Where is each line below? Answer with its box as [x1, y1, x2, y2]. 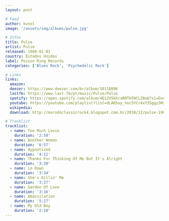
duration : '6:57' [14, 142, 51, 147]
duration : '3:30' [14, 161, 51, 167]
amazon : [10, 82, 26, 87]
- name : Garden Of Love [10, 185, 59, 190]
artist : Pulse [5, 44, 35, 49]
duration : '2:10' [14, 208, 51, 213]
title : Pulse [5, 40, 33, 45]
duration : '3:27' [14, 180, 51, 185]
